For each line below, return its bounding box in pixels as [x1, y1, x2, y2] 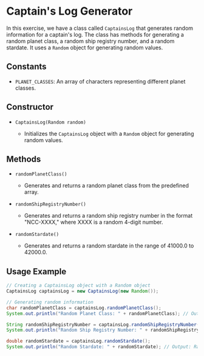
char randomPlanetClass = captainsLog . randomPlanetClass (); [6, 305, 162, 311]
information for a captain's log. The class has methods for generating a [6, 30, 184, 38]
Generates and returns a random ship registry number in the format [24, 212, 193, 219]
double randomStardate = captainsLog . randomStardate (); [6, 338, 151, 344]
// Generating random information [6, 299, 94, 305]
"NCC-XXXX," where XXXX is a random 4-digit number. [24, 218, 163, 226]
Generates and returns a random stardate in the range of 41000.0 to [24, 242, 194, 249]
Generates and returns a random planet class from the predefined [24, 182, 189, 190]
